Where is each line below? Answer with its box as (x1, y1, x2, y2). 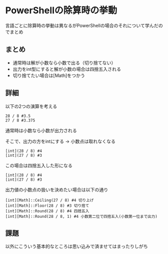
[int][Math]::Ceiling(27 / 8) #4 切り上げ (5, 197, 94, 203)
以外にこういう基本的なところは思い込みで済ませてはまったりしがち (5, 243, 148, 249)
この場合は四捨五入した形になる (5, 162, 73, 168)
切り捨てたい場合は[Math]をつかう (12, 72, 85, 78)
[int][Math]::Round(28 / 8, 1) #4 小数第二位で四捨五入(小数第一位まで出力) (5, 214, 158, 219)
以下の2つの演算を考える (5, 103, 58, 109)
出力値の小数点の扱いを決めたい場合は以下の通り (5, 186, 108, 192)
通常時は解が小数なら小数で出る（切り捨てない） (12, 60, 116, 66)
